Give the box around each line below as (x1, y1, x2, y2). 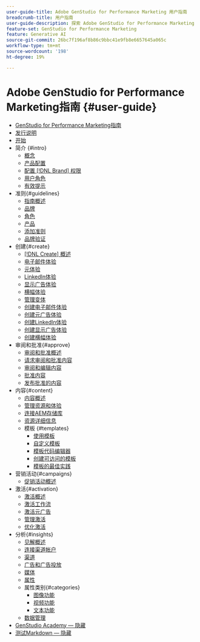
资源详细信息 (24, 416, 56, 424)
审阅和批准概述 (24, 349, 62, 356)
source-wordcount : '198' (6, 48, 69, 55)
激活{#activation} (15, 485, 59, 492)
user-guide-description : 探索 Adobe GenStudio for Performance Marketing (6, 20, 195, 26)
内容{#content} (15, 386, 53, 394)
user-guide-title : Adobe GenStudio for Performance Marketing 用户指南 (6, 8, 188, 15)
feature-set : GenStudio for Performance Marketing (6, 25, 137, 32)
